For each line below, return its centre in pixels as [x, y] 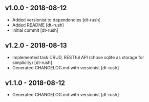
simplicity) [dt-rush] [32, 62]
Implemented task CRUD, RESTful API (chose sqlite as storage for [78, 57]
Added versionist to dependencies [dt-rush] [56, 20]
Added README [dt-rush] [38, 25]
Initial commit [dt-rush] [35, 30]
